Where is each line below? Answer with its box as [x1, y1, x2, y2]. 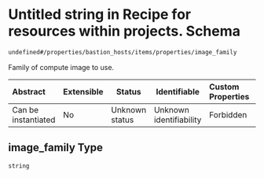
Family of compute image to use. [8, 62, 115, 72]
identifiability [153, 114, 202, 125]
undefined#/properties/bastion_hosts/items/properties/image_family [8, 48, 237, 56]
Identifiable [156, 86, 200, 97]
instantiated [12, 114, 56, 125]
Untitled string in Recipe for [8, 6, 191, 24]
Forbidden [209, 109, 247, 120]
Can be [12, 104, 39, 115]
